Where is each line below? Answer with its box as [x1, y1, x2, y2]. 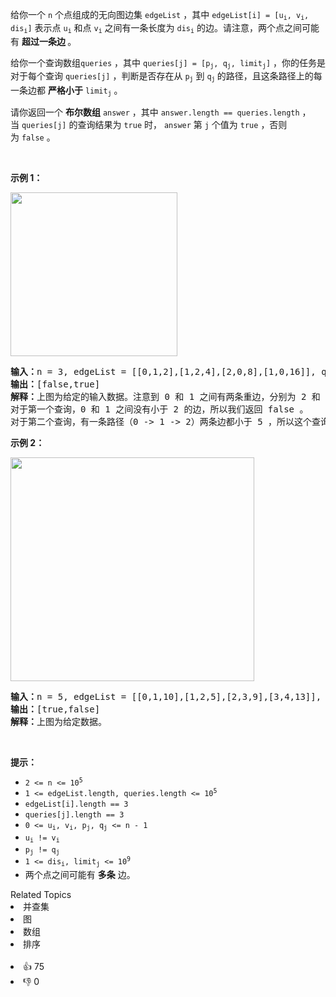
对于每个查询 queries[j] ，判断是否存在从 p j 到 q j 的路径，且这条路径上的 [10, 70, 314, 83]
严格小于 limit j [47, 84, 112, 98]
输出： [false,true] [10, 379, 101, 390]
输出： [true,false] [10, 704, 101, 715]
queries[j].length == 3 [24, 810, 125, 820]
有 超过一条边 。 [10, 35, 77, 47]
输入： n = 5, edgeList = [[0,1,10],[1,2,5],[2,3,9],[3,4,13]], [10, 691, 322, 703]
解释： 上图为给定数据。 [10, 716, 107, 728]
